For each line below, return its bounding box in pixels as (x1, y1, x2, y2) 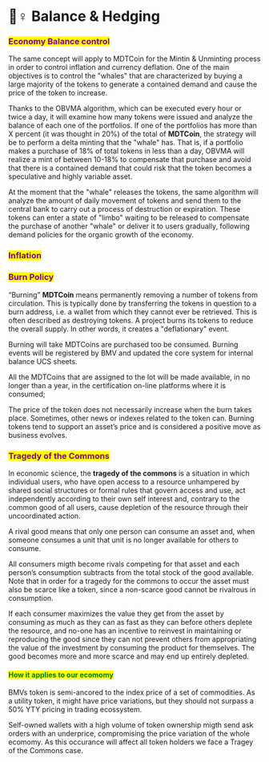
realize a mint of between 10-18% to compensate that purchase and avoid (8, 155, 251, 164)
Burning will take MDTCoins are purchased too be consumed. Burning (8, 339, 239, 349)
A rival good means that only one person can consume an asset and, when (8, 527, 255, 536)
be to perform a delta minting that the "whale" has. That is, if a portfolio (8, 138, 244, 148)
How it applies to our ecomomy (8, 670, 114, 679)
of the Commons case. (8, 746, 84, 756)
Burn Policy (8, 272, 54, 283)
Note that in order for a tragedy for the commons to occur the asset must (8, 577, 250, 586)
